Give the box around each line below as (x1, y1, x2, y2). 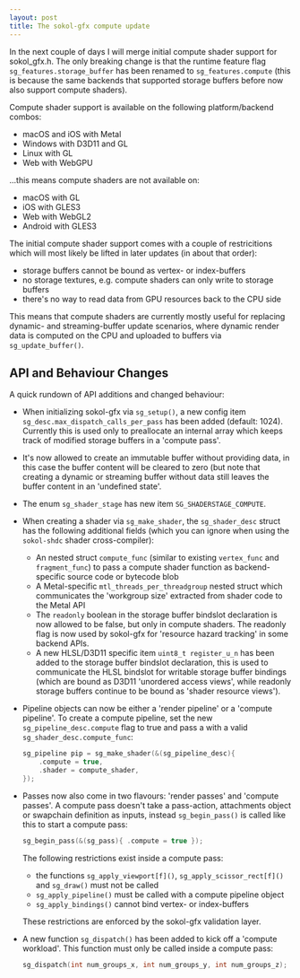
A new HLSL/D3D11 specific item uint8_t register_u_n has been (35, 648, 275, 659)
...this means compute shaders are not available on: (9, 174, 200, 185)
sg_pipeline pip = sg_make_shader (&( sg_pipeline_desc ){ (21, 749, 236, 758)
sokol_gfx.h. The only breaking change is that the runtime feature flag (9, 56, 267, 66)
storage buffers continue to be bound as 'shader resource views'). (35, 685, 281, 696)
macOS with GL (21, 192, 81, 203)
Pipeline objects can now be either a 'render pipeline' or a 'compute (21, 703, 273, 714)
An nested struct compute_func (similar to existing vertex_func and (35, 553, 279, 563)
